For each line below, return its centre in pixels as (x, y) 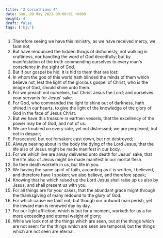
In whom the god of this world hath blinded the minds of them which (81, 77)
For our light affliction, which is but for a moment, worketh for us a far (82, 211)
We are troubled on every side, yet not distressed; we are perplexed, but (85, 129)
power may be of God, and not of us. (49, 123)
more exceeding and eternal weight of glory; (57, 216)
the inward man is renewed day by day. (52, 206)
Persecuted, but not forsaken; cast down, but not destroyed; (73, 139)
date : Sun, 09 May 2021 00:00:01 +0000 (46, 14)
